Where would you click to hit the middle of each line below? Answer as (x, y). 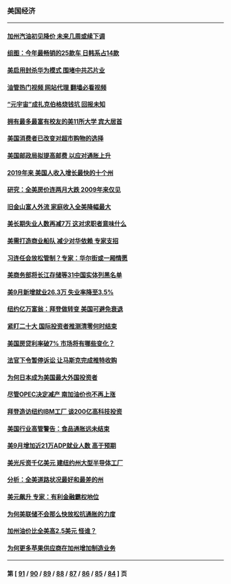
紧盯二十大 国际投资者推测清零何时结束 (62, 326)
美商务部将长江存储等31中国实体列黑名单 (65, 275)
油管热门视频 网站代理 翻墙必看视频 (57, 87)
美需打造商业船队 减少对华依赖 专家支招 (63, 241)
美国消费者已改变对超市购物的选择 (55, 139)
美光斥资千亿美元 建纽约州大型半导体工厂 (65, 463)
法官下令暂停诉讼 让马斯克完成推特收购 (62, 361)
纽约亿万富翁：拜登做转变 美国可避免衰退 (65, 309)
